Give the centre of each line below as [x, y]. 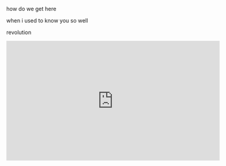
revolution [19, 32]
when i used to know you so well [47, 20]
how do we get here [31, 9]
